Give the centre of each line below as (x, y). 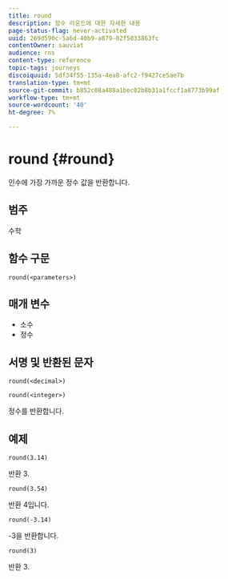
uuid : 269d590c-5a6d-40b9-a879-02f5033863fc (84, 38)
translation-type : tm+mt (50, 82)
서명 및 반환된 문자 (51, 362)
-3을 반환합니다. (34, 536)
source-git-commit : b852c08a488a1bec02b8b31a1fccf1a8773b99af (114, 90)
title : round (30, 16)
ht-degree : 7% (32, 113)
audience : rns (32, 53)
